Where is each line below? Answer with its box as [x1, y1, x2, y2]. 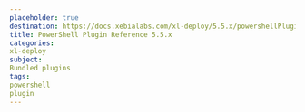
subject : [9, 55, 43, 64]
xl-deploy [9, 47, 47, 56]
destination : [9, 22, 59, 31]
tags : [9, 72, 30, 81]
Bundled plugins [9, 64, 71, 73]
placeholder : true [9, 13, 79, 23]
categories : [9, 38, 54, 48]
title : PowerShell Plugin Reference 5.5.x [9, 30, 172, 39]
